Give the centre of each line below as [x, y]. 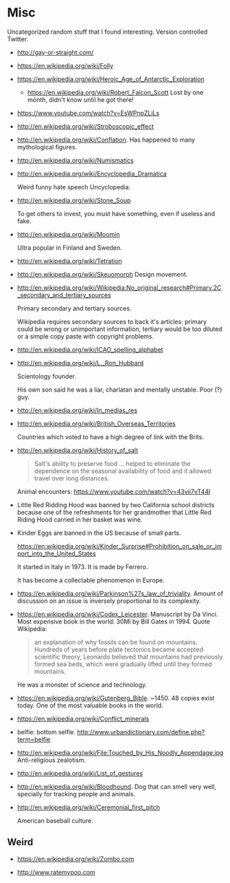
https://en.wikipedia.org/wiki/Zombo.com [76, 859]
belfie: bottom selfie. [46, 732]
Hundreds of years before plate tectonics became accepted [119, 649]
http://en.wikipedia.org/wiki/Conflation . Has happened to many [106, 140]
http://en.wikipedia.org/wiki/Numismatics [75, 160]
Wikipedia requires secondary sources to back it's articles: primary [112, 321]
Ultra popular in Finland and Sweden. [69, 247]
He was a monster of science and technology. [82, 684]
